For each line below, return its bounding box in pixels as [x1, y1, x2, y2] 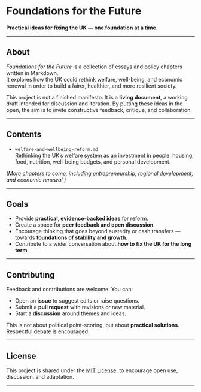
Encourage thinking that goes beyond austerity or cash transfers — [14, 228, 181, 235]
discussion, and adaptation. [6, 373, 75, 380]
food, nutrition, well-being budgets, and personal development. [14, 158, 171, 165]
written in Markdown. [6, 69, 59, 76]
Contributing [6, 270, 55, 280]
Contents [6, 129, 42, 140]
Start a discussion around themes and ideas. [14, 310, 127, 317]
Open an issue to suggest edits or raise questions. [14, 297, 139, 304]
